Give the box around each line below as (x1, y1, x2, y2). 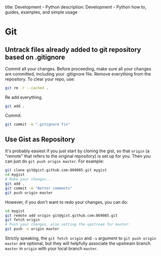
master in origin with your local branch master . (5, 246, 98, 252)
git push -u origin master (5, 226, 59, 232)
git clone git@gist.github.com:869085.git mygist (5, 168, 107, 173)
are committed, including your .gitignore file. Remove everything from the (5, 71, 151, 77)
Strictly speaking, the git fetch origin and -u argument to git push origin (5, 235, 156, 241)
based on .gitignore (5, 53, 65, 61)
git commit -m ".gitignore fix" (5, 122, 70, 127)
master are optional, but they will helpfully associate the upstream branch (5, 240, 151, 246)
